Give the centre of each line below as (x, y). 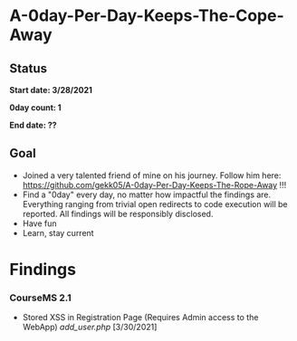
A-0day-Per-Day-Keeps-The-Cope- (147, 16)
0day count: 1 (35, 108)
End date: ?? (33, 125)
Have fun (39, 223)
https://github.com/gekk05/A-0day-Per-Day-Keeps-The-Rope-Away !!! (154, 185)
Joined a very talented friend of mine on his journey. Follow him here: (152, 175)
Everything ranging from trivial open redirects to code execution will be (155, 204)
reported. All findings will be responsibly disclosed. (118, 213)
